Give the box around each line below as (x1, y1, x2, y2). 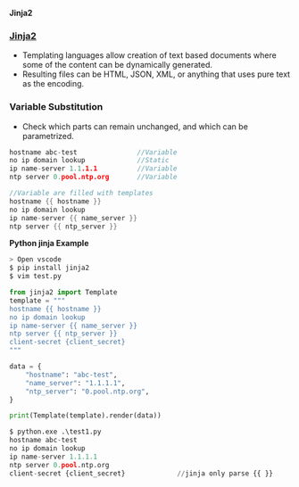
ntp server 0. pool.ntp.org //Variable (9, 173, 178, 182)
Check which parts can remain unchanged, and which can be (21, 120, 248, 132)
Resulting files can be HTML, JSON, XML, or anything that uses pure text (21, 69, 291, 79)
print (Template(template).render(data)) (9, 411, 162, 420)
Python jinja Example (9, 238, 89, 249)
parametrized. (21, 130, 74, 141)
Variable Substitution (9, 101, 104, 113)
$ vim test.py (9, 272, 62, 281)
